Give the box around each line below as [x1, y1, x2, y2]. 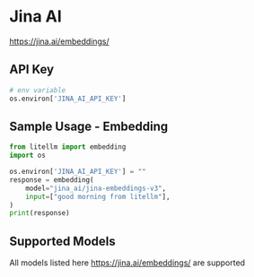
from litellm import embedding [9, 143, 127, 151]
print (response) [9, 209, 70, 218]
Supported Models [9, 233, 116, 248]
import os [9, 151, 47, 160]
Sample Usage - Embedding [9, 118, 169, 134]
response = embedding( [9, 175, 94, 185]
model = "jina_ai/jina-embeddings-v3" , [25, 184, 167, 193]
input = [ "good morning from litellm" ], [25, 192, 171, 201]
